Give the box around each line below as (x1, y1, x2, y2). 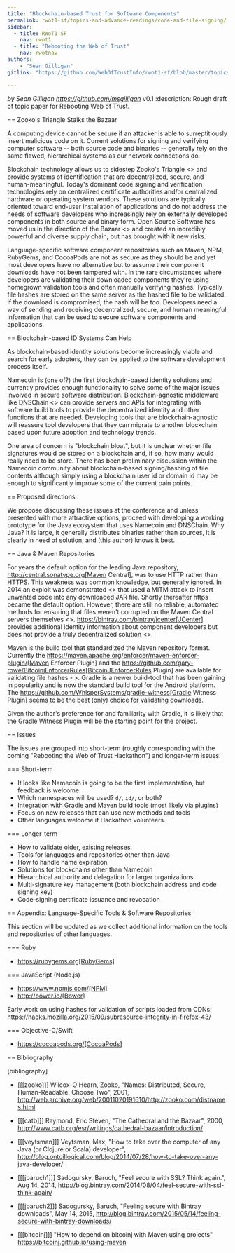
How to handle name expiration (17, 858, 108, 866)
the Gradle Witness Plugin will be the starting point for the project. (7, 717, 198, 725)
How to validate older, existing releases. (17, 843, 133, 851)
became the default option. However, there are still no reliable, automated (7, 600, 219, 609)
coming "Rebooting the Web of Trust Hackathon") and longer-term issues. (7, 751, 222, 759)
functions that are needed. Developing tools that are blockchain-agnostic (7, 413, 218, 421)
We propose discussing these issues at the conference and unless (7, 506, 199, 514)
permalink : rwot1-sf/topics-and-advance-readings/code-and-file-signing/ (7, 17, 227, 24)
